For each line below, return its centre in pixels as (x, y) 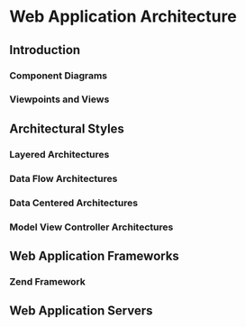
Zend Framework (47, 281)
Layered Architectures (59, 154)
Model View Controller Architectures (91, 227)
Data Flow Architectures (64, 178)
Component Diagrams (59, 76)
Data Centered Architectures (73, 203)
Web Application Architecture (123, 17)
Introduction (45, 50)
